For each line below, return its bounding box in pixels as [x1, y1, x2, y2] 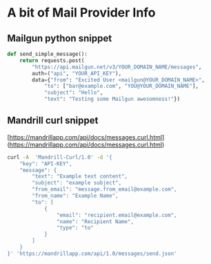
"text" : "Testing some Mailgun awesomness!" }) [43, 95, 181, 103]
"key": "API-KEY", [19, 160, 72, 167]
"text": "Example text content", [32, 173, 128, 180]
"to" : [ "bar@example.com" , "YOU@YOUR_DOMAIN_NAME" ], [43, 83, 199, 90]
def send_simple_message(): [7, 50, 88, 57]
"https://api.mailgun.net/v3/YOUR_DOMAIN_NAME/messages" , [32, 64, 202, 70]
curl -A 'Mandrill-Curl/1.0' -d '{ [7, 153, 112, 160]
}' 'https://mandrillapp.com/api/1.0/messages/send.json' [7, 250, 177, 257]
